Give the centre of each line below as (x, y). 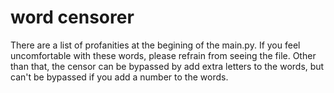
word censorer (72, 17)
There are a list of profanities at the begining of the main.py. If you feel (155, 45)
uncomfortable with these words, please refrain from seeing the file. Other (163, 55)
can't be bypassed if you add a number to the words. (119, 77)
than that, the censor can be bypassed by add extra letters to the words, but (167, 66)
